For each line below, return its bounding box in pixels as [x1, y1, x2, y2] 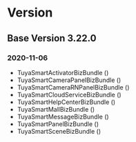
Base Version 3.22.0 [7, 32, 97, 44]
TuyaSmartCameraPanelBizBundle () [17, 76, 122, 84]
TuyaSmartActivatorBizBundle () [17, 68, 109, 77]
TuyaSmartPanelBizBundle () [17, 119, 99, 128]
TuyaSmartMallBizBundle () [17, 105, 95, 113]
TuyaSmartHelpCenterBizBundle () [17, 98, 116, 106]
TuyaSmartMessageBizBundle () [17, 112, 109, 121]
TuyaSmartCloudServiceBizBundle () [17, 90, 122, 99]
